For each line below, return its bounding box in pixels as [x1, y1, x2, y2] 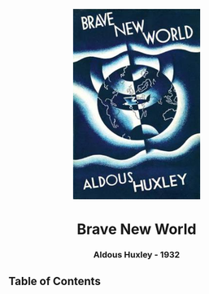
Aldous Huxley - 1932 [93, 249, 181, 261]
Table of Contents [8, 274, 102, 288]
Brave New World [76, 220, 197, 239]
